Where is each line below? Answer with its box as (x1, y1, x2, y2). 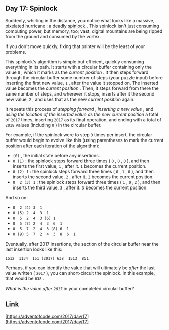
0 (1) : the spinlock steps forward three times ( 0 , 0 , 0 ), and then (12, 158, 150, 164)
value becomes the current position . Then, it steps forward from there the (5, 85, 159, 91)
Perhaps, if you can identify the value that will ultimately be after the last (5, 265, 155, 271)
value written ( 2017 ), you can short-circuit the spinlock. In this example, (5, 270, 155, 276)
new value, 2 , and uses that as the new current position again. (5, 96, 135, 102)
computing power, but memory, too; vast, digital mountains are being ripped (5, 28, 162, 34)
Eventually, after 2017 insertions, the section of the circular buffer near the (5, 241, 159, 247)
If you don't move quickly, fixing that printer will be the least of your (5, 43, 145, 50)
